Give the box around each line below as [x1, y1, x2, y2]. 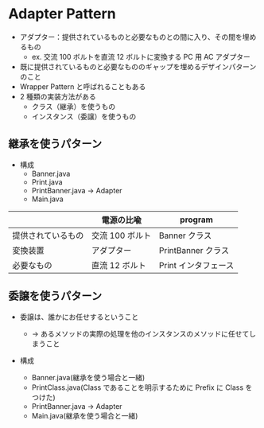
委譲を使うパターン [8, 290, 102, 303]
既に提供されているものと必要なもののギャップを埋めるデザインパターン [19, 61, 257, 72]
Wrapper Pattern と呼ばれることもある [19, 81, 146, 91]
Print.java [31, 177, 63, 187]
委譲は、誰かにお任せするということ [19, 312, 139, 321]
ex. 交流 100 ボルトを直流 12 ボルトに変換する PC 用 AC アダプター [31, 52, 250, 61]
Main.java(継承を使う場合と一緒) [31, 410, 138, 420]
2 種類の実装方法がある [19, 91, 97, 101]
